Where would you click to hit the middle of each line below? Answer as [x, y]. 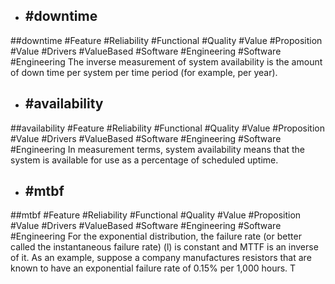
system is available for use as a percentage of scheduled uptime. [144, 160]
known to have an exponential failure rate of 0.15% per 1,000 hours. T [153, 268]
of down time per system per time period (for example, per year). [144, 72]
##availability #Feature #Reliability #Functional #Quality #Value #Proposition [167, 128]
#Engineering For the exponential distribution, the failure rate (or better [156, 236]
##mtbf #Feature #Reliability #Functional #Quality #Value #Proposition [156, 215]
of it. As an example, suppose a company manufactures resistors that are [161, 258]
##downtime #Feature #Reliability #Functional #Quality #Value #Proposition [166, 40]
